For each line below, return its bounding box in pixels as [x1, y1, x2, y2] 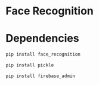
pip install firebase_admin [5, 73, 76, 79]
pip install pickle [5, 62, 54, 68]
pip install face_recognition [5, 51, 81, 57]
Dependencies [5, 32, 79, 45]
